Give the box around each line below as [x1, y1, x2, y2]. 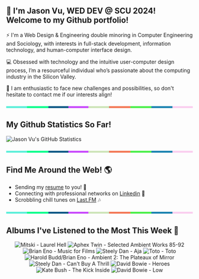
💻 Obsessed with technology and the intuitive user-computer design [6, 58, 175, 65]
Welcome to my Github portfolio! [6, 15, 129, 26]
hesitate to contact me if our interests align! [6, 90, 113, 98]
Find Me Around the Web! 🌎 [6, 165, 113, 175]
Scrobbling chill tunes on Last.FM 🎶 [14, 196, 101, 203]
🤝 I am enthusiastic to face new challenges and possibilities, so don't [6, 84, 174, 92]
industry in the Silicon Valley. [6, 73, 76, 80]
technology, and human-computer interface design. [6, 46, 132, 54]
